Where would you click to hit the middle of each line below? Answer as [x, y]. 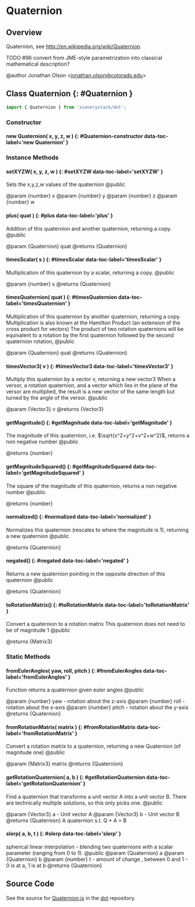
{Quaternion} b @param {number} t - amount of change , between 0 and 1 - [97, 859]
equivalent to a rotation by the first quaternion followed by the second [90, 335]
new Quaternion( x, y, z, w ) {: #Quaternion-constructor [75, 136]
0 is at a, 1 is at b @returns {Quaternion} [54, 865]
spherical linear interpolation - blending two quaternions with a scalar [90, 847]
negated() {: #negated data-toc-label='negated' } [68, 561]
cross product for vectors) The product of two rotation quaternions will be [95, 328]
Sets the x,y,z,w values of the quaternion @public [66, 184]
